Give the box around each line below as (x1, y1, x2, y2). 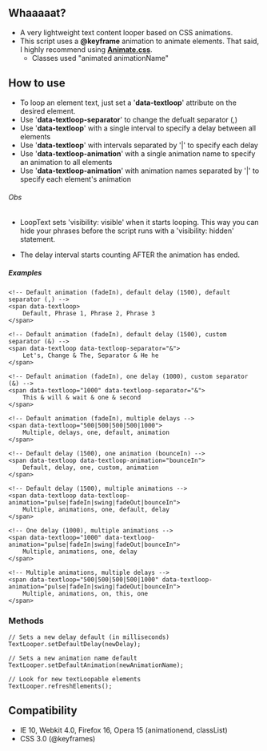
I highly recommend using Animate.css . (19, 44, 153, 54)
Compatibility (8, 704, 78, 717)
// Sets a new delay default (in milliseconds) (8, 633, 170, 641)
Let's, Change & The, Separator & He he (22, 351, 159, 359)
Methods (8, 615, 44, 626)
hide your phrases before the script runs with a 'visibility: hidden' (19, 226, 234, 235)
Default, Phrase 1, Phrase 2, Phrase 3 (22, 309, 156, 317)
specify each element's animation (19, 174, 132, 183)
